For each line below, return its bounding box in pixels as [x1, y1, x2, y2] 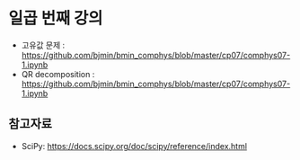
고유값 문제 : [21, 40, 66, 50]
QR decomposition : [21, 68, 95, 79]
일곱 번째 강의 [8, 8, 103, 29]
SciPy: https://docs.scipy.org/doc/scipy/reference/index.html [21, 140, 248, 151]
